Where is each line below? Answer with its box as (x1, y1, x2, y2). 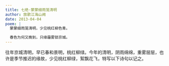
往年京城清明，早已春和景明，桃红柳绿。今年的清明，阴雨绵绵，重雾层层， (5, 49, 159, 55)
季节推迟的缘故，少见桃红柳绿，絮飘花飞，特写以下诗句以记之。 (14, 55, 146, 61)
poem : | (5, 21, 22, 26)
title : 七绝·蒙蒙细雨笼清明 (5, 7, 57, 12)
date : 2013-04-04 (5, 16, 42, 21)
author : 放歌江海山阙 (5, 12, 46, 17)
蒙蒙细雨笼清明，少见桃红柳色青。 (10, 26, 70, 31)
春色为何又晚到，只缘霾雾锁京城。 (10, 35, 70, 40)
